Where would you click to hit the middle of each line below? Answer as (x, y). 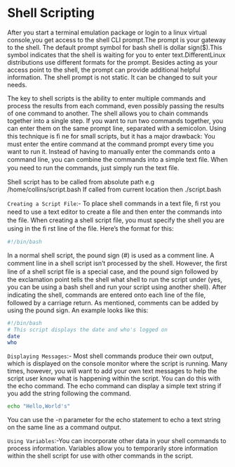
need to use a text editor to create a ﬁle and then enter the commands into (115, 212)
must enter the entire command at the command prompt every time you (110, 144)
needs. (17, 84)
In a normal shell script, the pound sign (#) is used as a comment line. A (111, 255)
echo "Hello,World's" (39, 407)
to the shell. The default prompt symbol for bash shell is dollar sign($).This (115, 47)
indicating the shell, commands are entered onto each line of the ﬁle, (107, 295)
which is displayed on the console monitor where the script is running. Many (117, 364)
